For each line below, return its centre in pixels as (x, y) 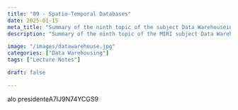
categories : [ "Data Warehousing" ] (58, 53)
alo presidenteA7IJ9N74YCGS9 (53, 99)
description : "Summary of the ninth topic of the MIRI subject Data (110, 34)
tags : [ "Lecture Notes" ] (44, 60)
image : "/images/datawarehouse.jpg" (61, 47)
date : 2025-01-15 (33, 21)
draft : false (27, 72)
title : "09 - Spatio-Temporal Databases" (69, 14)
